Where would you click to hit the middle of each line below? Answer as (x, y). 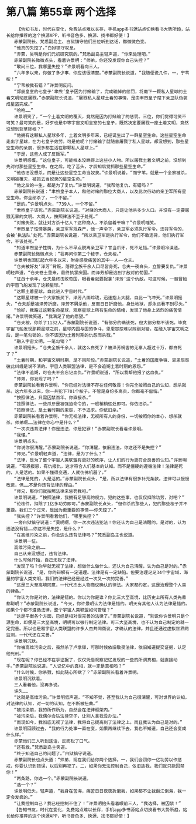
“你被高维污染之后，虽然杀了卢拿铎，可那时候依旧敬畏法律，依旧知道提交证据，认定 (100, 647)
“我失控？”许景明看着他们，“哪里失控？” (56, 516)
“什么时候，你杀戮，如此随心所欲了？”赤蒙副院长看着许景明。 (78, 672)
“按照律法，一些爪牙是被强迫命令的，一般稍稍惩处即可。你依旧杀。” (83, 404)
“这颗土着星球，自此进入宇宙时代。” (50, 292)
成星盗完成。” (20, 104)
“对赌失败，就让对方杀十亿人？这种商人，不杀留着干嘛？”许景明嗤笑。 (86, 223)
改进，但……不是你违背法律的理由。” (42, 485)
